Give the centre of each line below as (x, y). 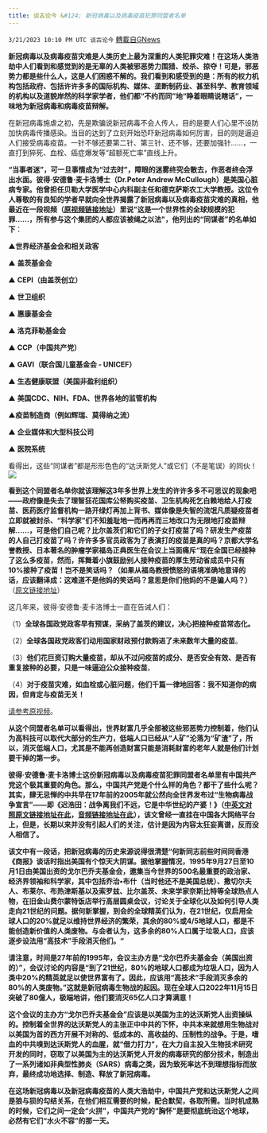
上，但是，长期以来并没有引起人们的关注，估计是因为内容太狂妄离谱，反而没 (133, 825)
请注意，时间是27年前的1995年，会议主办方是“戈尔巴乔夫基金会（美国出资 (130, 957)
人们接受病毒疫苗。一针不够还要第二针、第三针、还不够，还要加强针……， (129, 142)
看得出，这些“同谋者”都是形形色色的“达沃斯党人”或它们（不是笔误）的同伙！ (133, 465)
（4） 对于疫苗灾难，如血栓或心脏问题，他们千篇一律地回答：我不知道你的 (129, 684)
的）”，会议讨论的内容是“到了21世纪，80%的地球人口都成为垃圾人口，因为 (130, 968)
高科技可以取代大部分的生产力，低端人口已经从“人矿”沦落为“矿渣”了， (130, 738)
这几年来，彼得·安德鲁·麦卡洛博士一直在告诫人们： (91, 607)
